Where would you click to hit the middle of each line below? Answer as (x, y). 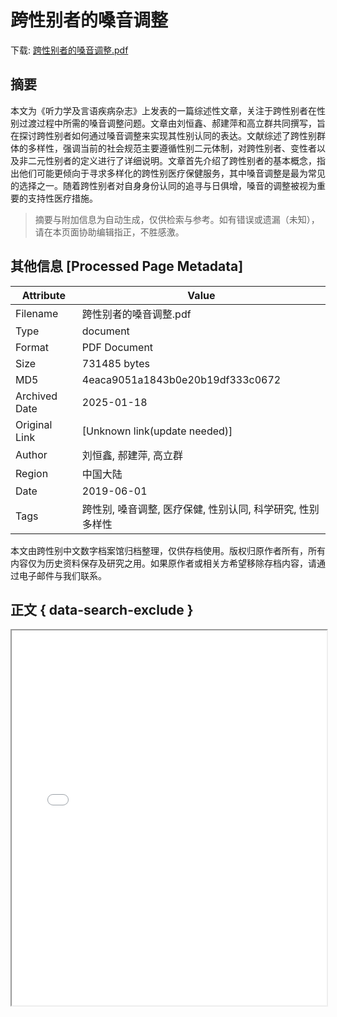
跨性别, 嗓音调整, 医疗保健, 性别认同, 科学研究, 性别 (200, 509)
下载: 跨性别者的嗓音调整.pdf (69, 50)
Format (32, 347)
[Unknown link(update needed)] (157, 431)
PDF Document (117, 347)
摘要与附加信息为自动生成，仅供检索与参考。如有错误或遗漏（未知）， (177, 219)
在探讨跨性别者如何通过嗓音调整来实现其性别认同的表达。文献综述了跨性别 (163, 135)
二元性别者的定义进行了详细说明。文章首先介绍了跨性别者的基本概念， (172, 160)
